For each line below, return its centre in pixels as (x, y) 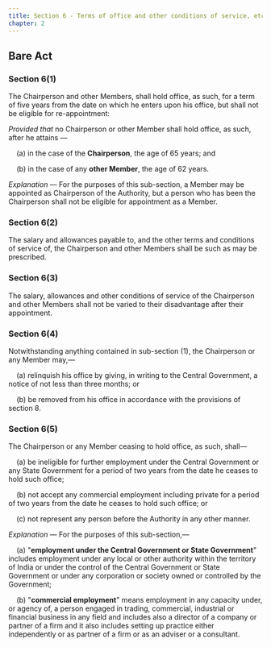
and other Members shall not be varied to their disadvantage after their (126, 304)
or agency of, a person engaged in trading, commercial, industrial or (121, 608)
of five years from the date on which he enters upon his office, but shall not (133, 105)
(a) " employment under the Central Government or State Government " (136, 550)
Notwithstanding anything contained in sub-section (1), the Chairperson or (132, 351)
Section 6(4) (33, 334)
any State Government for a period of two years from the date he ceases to (133, 471)
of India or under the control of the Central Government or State (114, 567)
